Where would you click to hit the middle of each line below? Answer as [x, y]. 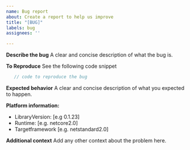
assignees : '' [23, 33]
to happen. [19, 94]
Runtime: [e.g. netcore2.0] [46, 123]
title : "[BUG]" [25, 22]
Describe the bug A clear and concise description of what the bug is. [89, 55]
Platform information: [33, 105]
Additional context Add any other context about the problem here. [86, 140]
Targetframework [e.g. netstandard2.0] [61, 129]
